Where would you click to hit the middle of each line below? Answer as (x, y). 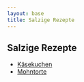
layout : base (26, 13)
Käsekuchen (34, 64)
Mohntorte (32, 72)
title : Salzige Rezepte (41, 20)
